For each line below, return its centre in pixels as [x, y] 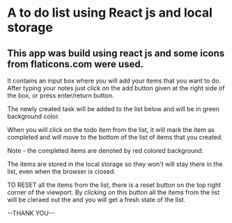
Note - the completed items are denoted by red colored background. [106, 150]
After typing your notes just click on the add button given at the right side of [116, 88]
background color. [33, 116]
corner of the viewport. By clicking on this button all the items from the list [114, 192]
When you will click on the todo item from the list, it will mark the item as [111, 130]
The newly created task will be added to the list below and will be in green [113, 109]
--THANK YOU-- [31, 213]
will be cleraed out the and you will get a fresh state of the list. [96, 200]
